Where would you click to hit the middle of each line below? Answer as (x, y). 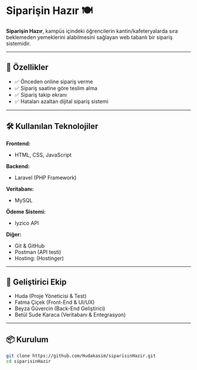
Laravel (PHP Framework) (45, 177)
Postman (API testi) (38, 252)
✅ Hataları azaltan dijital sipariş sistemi (61, 101)
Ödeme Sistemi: (26, 212)
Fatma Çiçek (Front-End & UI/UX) (55, 303)
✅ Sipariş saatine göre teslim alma (56, 88)
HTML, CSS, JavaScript (43, 155)
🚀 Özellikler (27, 67)
